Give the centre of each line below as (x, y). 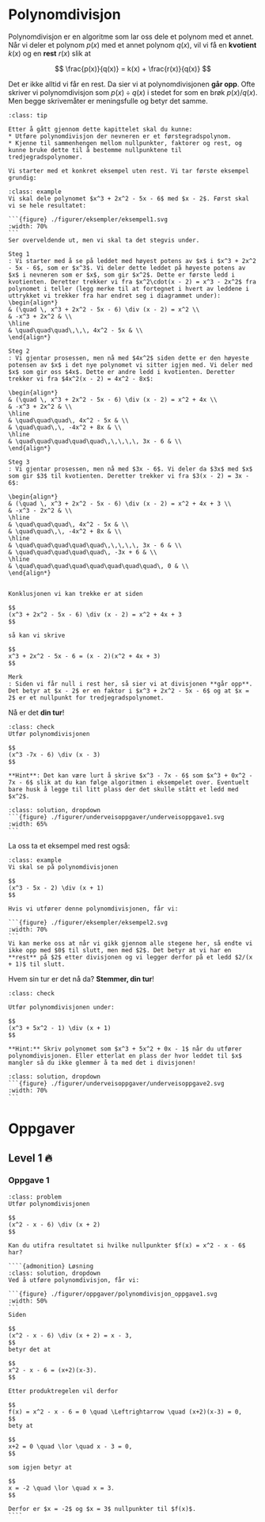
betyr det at (30, 1349)
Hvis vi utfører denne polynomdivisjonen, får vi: (93, 909)
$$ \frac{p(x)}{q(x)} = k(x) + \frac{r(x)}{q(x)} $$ (133, 68)
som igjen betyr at (40, 1467)
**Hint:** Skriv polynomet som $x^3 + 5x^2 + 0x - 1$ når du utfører (125, 1049)
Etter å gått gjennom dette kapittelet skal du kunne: (100, 129)
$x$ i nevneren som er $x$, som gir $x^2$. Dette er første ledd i (122, 275)
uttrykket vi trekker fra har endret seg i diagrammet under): (115, 296)
